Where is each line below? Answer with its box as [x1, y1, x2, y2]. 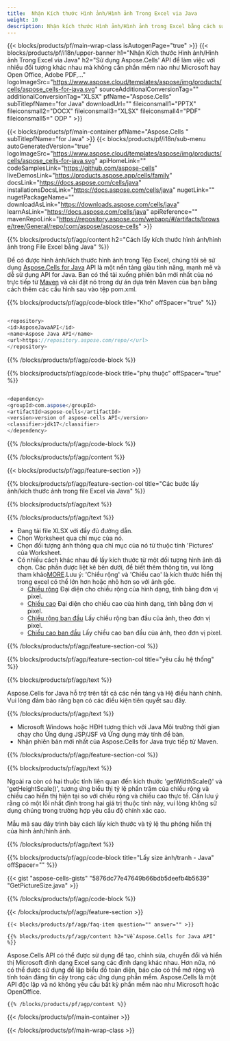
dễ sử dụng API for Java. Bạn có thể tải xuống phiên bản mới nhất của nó [7, 271, 214, 279]
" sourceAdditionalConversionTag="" [94, 85, 199, 93]
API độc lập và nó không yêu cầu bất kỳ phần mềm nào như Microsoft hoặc [7, 981, 220, 988]
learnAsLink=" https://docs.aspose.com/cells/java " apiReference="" [7, 208, 199, 216]
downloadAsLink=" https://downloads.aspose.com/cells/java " [7, 200, 180, 209]
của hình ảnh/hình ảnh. [7, 827, 72, 835]
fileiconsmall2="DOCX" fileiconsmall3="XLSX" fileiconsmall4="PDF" [7, 107, 201, 115]
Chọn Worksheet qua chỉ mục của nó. [16, 534, 124, 542]
